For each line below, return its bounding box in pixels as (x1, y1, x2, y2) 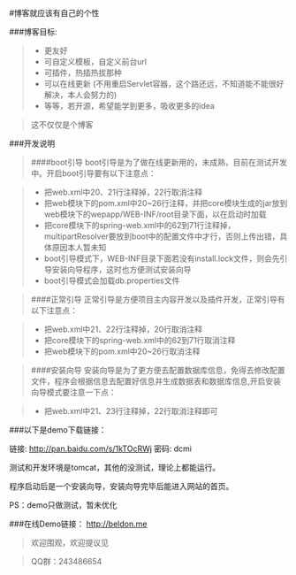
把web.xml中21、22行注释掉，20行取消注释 (43, 324, 203, 334)
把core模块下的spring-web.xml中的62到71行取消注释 (43, 335, 236, 345)
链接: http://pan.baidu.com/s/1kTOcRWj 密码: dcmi (9, 443, 193, 454)
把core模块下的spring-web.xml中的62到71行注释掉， (43, 220, 236, 230)
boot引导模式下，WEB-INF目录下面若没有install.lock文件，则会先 (43, 253, 280, 264)
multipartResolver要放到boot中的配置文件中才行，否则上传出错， (43, 231, 280, 241)
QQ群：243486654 (30, 556, 102, 566)
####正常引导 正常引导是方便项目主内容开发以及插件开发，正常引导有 (30, 295, 285, 304)
